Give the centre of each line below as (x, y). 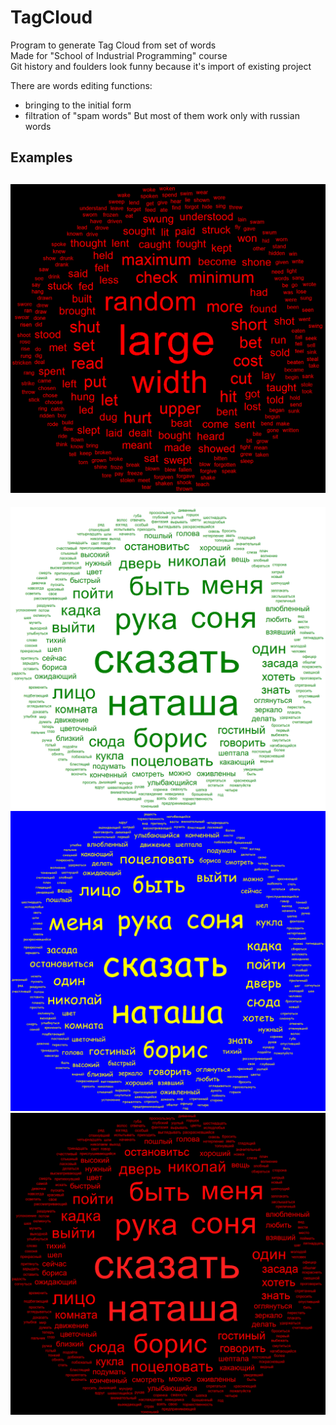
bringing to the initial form (78, 105)
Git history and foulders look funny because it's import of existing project (161, 66)
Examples (41, 157)
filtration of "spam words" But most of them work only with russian (162, 115)
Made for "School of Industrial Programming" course (119, 55)
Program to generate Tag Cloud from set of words (113, 45)
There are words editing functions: (81, 85)
